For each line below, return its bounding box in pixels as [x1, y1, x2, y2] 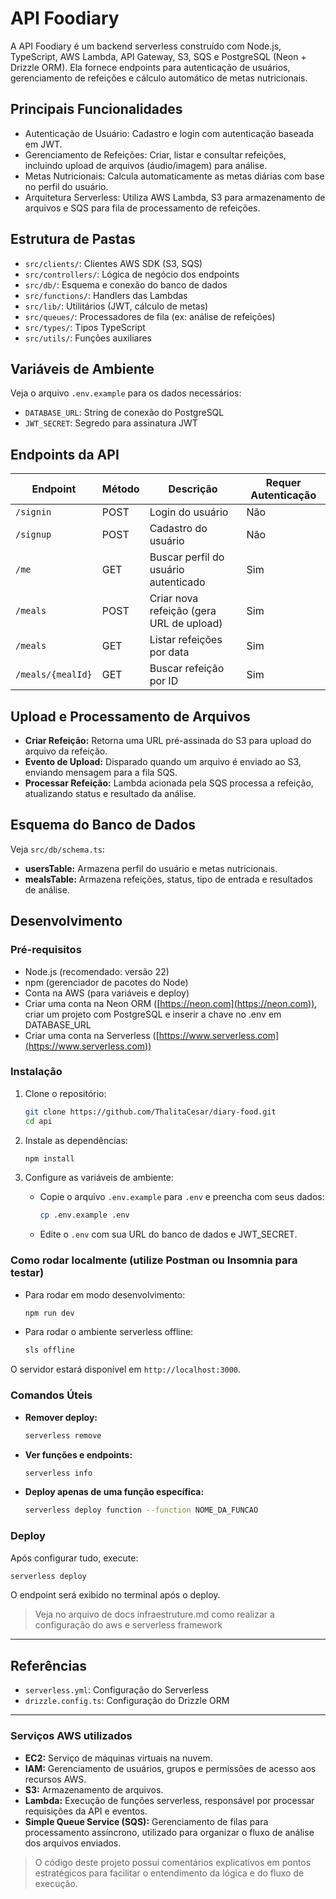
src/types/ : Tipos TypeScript [24, 321, 146, 333]
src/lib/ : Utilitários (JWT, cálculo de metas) [24, 300, 209, 312]
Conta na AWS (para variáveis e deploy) [24, 987, 190, 999]
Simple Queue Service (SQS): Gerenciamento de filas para [24, 1815, 269, 1827]
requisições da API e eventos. [24, 1805, 148, 1817]
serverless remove [24, 1430, 102, 1441]
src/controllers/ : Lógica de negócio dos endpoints [24, 268, 240, 280]
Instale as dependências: [24, 1134, 128, 1146]
